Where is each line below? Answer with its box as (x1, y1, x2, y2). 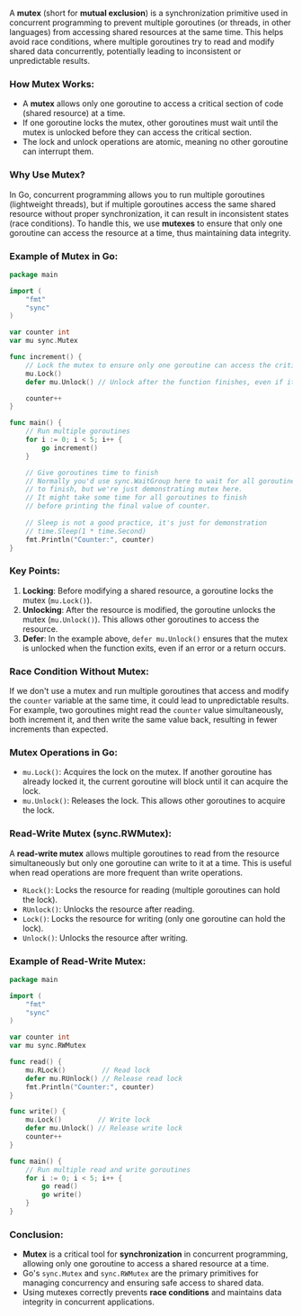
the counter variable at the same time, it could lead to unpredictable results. (9, 695, 289, 706)
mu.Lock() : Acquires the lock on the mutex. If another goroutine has (22, 767, 272, 778)
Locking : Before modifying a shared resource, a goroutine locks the (22, 585, 274, 596)
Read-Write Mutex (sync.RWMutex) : (9, 827, 173, 840)
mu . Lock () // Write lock (25, 1115, 151, 1124)
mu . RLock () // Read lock (25, 1066, 151, 1075)
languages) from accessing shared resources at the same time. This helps (9, 27, 284, 37)
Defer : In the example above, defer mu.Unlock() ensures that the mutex (22, 633, 289, 644)
